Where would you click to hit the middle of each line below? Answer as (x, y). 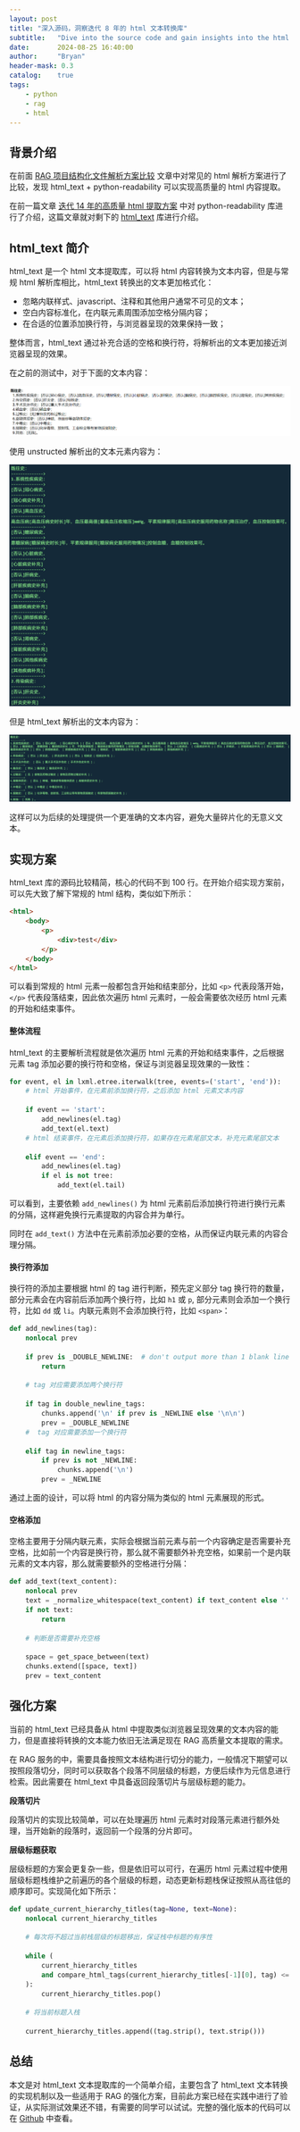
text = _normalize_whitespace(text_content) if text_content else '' (158, 1601)
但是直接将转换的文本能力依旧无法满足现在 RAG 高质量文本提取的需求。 (156, 1740)
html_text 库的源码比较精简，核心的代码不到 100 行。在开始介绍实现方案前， (149, 882)
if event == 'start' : (65, 1110)
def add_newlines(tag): (54, 1329)
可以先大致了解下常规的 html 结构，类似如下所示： (102, 894)
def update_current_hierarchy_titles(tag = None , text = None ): (124, 1909)
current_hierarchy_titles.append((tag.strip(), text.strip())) (146, 2032)
